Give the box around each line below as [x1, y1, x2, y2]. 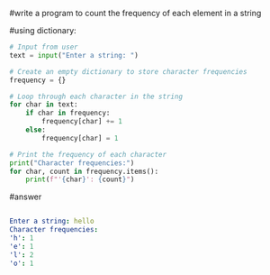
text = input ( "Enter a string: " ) [9, 50, 139, 60]
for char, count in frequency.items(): [9, 167, 159, 176]
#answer [9, 191, 42, 202]
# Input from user [9, 42, 78, 51]
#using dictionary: [9, 25, 76, 35]
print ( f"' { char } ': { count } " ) [25, 175, 135, 184]
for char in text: [9, 100, 78, 109]
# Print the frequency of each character [9, 150, 167, 159]
